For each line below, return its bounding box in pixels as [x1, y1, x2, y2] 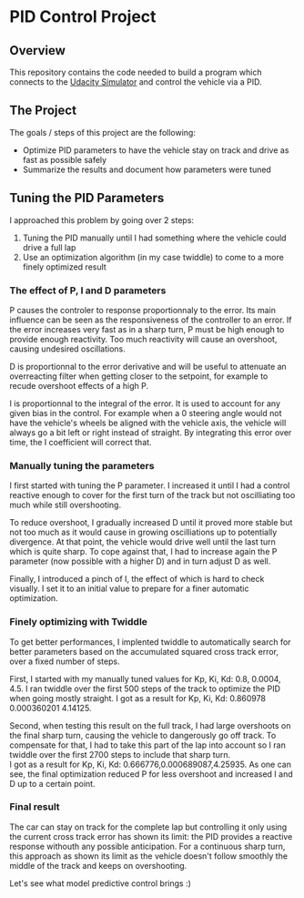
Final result [9, 801, 61, 813]
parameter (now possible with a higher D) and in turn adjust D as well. [9, 556, 271, 566]
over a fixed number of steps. [9, 656, 120, 667]
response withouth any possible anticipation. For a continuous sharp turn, [9, 841, 286, 852]
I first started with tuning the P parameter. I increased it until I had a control [9, 480, 290, 491]
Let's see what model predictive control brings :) [9, 877, 191, 889]
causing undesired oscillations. [9, 343, 126, 354]
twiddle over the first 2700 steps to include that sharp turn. [9, 749, 230, 760]
